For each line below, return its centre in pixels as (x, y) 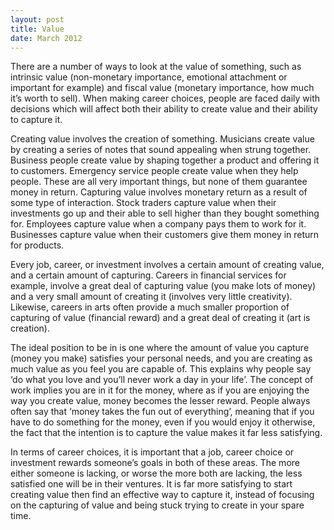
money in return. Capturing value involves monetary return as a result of (159, 192)
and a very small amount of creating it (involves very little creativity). (151, 297)
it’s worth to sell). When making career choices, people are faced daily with (165, 98)
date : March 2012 (46, 38)
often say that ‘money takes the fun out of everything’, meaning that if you (162, 412)
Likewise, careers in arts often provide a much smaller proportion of (150, 307)
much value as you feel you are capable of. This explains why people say (161, 369)
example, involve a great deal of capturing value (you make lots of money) (163, 286)
